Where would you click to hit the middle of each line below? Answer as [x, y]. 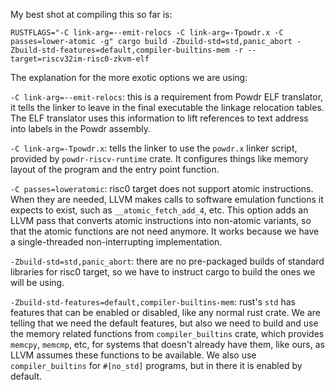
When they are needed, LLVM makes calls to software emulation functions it [167, 199]
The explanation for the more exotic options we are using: [129, 77]
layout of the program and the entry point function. [115, 169]
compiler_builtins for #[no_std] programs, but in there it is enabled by [156, 365]
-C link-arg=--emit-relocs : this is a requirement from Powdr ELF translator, [167, 97]
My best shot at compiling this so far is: [91, 14]
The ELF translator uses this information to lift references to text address [159, 118]
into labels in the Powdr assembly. [81, 128]
